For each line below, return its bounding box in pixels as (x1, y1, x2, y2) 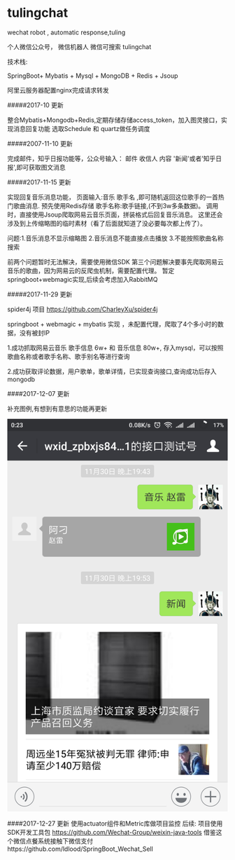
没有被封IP (19, 328, 50, 337)
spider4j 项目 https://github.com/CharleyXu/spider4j (7, 305, 158, 313)
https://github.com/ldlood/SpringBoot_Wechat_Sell (7, 845, 154, 853)
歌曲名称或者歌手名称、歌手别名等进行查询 (7, 352, 130, 360)
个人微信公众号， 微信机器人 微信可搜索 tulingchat (7, 42, 152, 50)
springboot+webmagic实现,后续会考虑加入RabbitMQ (7, 275, 158, 283)
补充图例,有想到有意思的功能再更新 (7, 404, 108, 413)
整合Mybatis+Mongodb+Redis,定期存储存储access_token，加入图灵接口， (7, 116, 222, 124)
